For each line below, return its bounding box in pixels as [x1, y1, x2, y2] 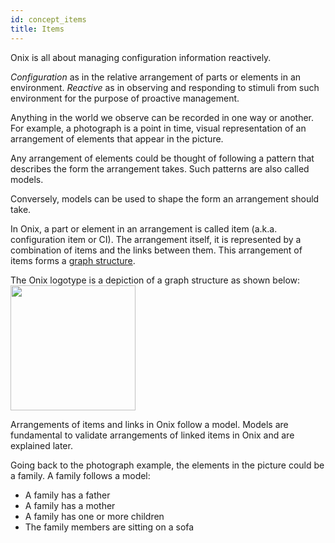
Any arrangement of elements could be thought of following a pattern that [10, 152, 315, 164]
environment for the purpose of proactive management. [10, 92, 240, 104]
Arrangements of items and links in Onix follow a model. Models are [10, 418, 289, 430]
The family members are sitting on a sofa [24, 521, 195, 533]
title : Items [10, 24, 65, 34]
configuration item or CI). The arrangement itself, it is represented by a [10, 233, 302, 245]
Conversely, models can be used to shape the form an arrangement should [10, 192, 320, 205]
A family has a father [24, 489, 111, 501]
